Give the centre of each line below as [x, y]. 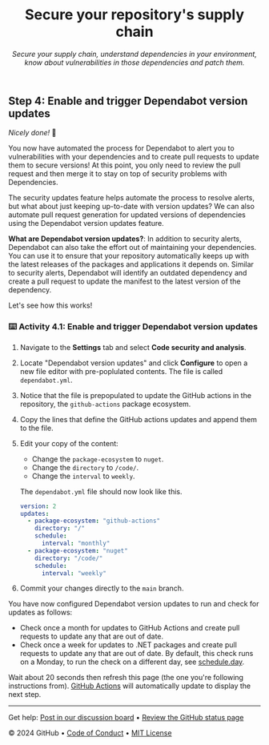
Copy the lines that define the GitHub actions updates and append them [139, 419]
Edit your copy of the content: [69, 443]
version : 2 [38, 506]
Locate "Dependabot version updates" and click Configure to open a [134, 363]
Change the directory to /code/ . [85, 467]
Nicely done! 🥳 [32, 133]
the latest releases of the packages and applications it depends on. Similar [131, 264]
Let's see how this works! [50, 305]
